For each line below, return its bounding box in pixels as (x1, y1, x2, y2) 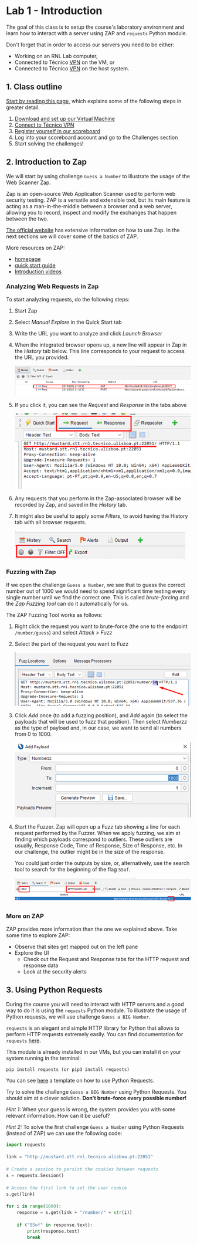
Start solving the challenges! (14, 140, 84, 147)
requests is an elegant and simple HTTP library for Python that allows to (6, 1025, 180, 1032)
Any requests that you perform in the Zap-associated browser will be (14, 495, 182, 502)
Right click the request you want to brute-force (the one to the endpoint (14, 623, 188, 630)
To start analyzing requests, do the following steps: (6, 296, 130, 303)
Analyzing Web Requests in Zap (6, 283, 99, 291)
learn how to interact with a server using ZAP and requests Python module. (6, 29, 188, 36)
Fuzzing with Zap (6, 568, 56, 576)
